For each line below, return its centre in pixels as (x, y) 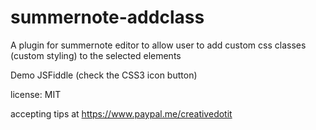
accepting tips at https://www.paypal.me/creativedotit (121, 113)
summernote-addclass (107, 17)
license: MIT (36, 94)
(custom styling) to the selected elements (96, 55)
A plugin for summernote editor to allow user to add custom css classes (158, 45)
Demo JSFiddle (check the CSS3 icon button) (104, 75)
